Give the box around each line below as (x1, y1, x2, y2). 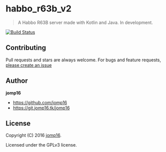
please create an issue (5, 62, 52, 68)
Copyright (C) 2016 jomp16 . (5, 133, 62, 139)
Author (5, 77, 28, 85)
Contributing (5, 43, 46, 52)
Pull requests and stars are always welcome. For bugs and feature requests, (5, 57, 161, 63)
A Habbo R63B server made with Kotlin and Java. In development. (17, 19, 153, 25)
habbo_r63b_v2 (5, 3, 72, 14)
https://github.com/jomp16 (12, 99, 68, 105)
